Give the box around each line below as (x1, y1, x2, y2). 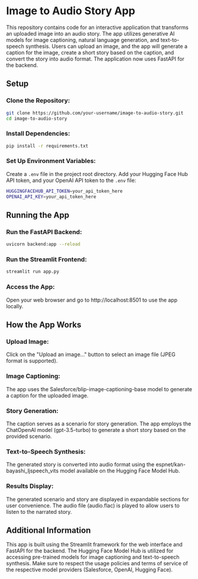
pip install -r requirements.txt (6, 143, 89, 149)
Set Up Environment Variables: (6, 157, 96, 165)
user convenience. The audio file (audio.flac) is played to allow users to (6, 502, 180, 509)
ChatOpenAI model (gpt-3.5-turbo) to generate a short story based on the (6, 426, 186, 433)
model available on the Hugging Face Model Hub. (60, 467, 180, 475)
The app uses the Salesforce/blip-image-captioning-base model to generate (6, 385, 193, 392)
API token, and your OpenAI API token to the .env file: (6, 177, 137, 184)
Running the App (6, 210, 70, 220)
